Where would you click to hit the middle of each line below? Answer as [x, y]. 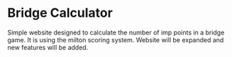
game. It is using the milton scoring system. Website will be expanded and [116, 39]
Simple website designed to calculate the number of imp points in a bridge [116, 32]
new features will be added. [48, 47]
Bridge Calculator [60, 13]
